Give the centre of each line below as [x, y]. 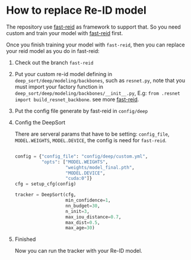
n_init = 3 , [77, 211]
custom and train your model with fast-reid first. [65, 33]
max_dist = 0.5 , [82, 223]
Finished [25, 239]
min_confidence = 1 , [88, 201]
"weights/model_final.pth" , [100, 167]
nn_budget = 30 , [82, 206]
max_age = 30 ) [80, 228]
